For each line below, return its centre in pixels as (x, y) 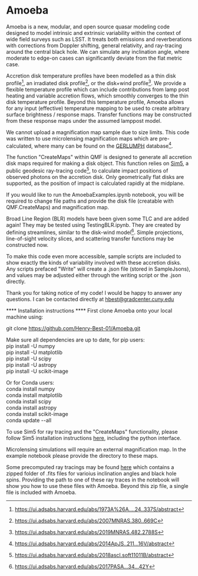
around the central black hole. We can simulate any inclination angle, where (98, 51)
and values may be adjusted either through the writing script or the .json (94, 275)
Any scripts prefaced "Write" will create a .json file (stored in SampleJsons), (98, 269)
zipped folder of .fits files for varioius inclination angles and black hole (91, 473)
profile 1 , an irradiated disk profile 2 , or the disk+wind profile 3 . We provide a (96, 82)
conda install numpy (31, 389)
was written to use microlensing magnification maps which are (82, 138)
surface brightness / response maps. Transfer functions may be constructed (99, 114)
